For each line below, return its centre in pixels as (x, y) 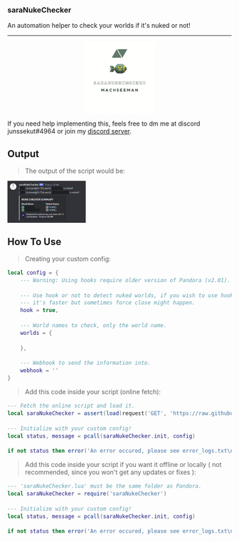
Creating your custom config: (68, 259)
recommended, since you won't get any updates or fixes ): (110, 472)
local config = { (33, 273)
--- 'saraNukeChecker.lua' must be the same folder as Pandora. (105, 486)
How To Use (34, 242)
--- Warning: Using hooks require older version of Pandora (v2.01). (126, 280)
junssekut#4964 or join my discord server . (70, 131)
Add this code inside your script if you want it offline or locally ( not (123, 465)
